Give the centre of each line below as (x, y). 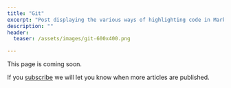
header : (18, 32)
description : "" (30, 26)
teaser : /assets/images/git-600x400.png (72, 39)
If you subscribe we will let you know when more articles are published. (108, 77)
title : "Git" (26, 13)
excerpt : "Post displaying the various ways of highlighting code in (109, 20)
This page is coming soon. (45, 64)
